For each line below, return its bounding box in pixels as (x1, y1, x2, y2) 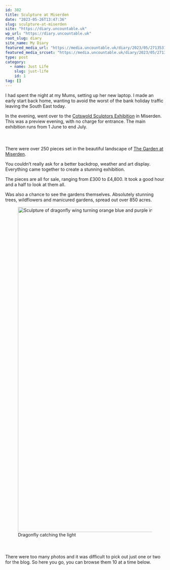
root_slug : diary (5, 36, 42, 41)
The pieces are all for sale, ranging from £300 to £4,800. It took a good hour (5, 176, 164, 182)
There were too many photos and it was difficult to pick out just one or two (5, 553, 161, 559)
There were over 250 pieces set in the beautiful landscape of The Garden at (5, 145, 163, 151)
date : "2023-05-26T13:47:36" (5, 17, 67, 22)
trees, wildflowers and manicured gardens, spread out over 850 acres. (5, 197, 152, 203)
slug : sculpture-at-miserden (5, 21, 67, 27)
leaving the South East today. (5, 103, 66, 109)
